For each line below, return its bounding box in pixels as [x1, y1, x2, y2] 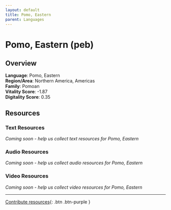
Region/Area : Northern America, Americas [5, 78, 95, 84]
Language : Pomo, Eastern [5, 72, 60, 79]
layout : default [5, 7, 40, 13]
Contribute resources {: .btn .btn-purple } [5, 199, 91, 205]
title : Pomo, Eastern [5, 12, 51, 17]
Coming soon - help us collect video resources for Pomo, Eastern [5, 184, 142, 190]
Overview [5, 59, 37, 68]
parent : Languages [5, 17, 44, 22]
